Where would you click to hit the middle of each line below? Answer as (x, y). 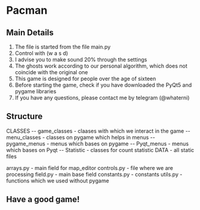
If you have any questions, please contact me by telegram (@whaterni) (102, 98)
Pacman (27, 10)
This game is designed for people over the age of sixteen (85, 79)
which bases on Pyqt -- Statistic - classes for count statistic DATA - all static (100, 150)
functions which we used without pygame (58, 181)
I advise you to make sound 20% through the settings (81, 60)
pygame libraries (36, 91)
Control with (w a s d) (41, 53)
